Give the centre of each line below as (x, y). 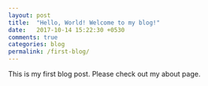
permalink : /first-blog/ (49, 52)
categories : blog (37, 45)
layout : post (30, 15)
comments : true (33, 37)
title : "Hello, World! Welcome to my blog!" (84, 23)
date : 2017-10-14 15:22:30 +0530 (67, 30)
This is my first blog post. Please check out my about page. (104, 74)
